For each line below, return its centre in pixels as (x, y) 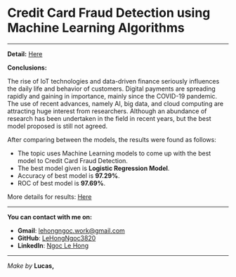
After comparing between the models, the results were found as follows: (112, 139)
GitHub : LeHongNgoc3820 (57, 238)
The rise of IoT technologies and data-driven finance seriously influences (113, 81)
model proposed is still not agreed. (58, 126)
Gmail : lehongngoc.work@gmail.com (71, 231)
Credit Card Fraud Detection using (109, 13)
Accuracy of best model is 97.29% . (69, 175)
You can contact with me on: (50, 217)
